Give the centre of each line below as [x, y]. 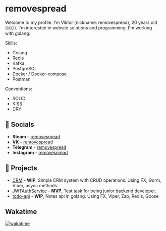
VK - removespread [32, 142]
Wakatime [21, 211]
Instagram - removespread [40, 152]
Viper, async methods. [35, 185]
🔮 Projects [21, 168]
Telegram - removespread [39, 147]
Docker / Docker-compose [39, 74]
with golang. [18, 33]
